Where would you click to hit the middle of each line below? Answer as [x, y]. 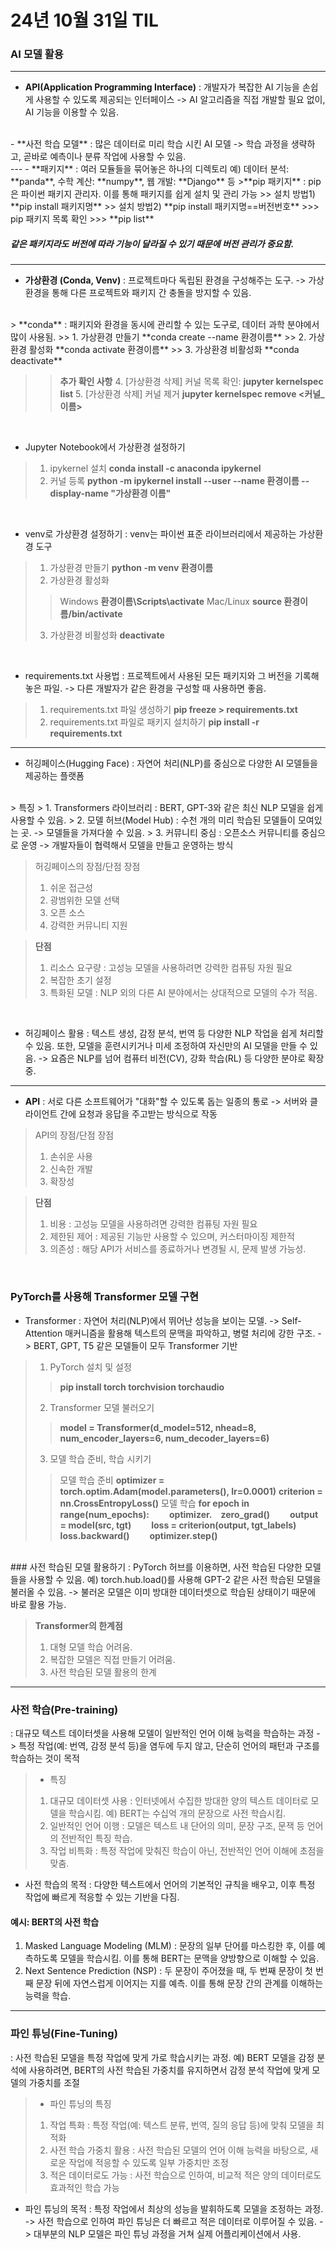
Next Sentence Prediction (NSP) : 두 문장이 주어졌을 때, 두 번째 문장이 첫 [168, 1971]
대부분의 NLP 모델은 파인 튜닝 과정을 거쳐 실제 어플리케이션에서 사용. [167, 2233]
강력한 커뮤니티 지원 [88, 925]
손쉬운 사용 [71, 1157]
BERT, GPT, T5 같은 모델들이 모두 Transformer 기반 [135, 1345]
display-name [79, 493]
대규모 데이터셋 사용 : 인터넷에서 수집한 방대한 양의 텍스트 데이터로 [179, 1801]
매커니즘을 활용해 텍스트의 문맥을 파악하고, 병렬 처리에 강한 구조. [190, 1333]
